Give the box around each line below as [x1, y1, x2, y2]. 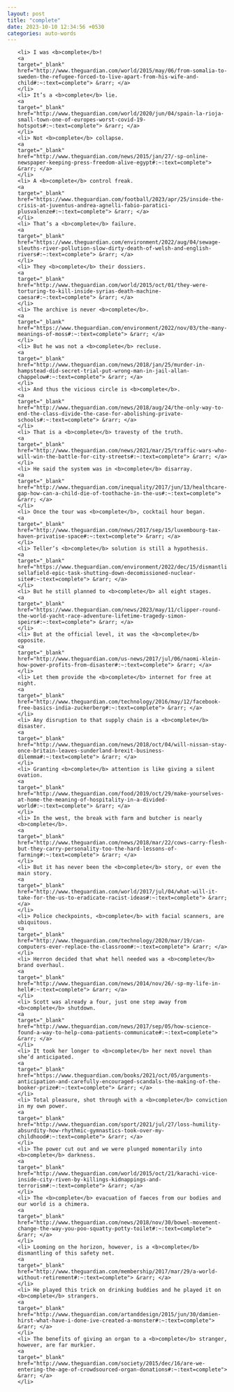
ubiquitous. [17, 919, 52, 926]
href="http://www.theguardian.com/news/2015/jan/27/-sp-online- [17, 153, 209, 160]
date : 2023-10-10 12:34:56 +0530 [7, 23, 105, 30]
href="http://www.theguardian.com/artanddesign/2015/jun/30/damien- [17, 1311, 221, 1318]
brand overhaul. [17, 962, 65, 969]
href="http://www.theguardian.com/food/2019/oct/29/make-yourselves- [17, 791, 225, 798]
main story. [17, 870, 52, 877]
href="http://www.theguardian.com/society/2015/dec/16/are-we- [17, 1360, 206, 1367]
